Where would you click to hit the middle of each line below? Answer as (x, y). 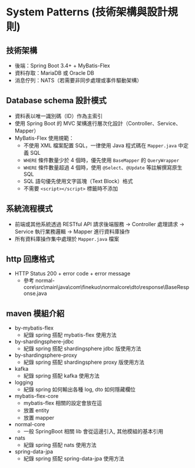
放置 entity (36, 410)
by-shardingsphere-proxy (46, 355)
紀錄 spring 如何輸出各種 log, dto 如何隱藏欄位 (79, 390)
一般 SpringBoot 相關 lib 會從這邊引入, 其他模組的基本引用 (93, 432)
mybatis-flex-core (37, 396)
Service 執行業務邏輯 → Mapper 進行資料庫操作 (72, 231)
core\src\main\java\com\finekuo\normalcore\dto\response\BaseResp (106, 287)
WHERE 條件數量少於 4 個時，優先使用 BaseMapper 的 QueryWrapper (101, 160)
